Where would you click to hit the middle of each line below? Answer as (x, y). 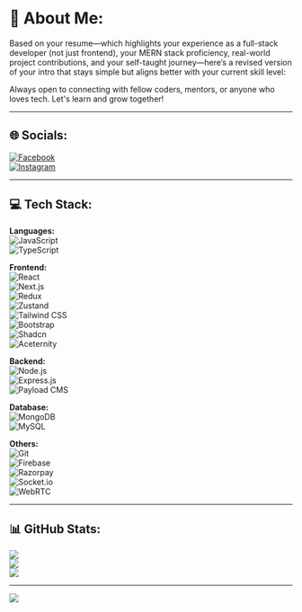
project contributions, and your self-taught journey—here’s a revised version (151, 62)
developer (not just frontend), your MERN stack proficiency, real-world (140, 52)
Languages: (32, 231)
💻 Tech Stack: (51, 204)
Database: (29, 407)
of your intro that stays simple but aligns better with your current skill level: (147, 72)
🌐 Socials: (39, 135)
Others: (24, 443)
